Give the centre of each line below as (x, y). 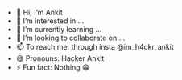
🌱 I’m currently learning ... (59, 29)
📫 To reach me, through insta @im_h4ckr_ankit (95, 47)
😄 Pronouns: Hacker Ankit (60, 58)
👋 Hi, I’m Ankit (39, 12)
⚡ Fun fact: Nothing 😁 (53, 67)
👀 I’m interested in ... (50, 21)
